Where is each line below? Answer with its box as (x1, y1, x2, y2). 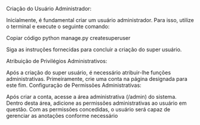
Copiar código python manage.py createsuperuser (6, 35, 131, 41)
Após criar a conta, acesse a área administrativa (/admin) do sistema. (6, 93, 177, 100)
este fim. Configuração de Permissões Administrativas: (6, 82, 141, 89)
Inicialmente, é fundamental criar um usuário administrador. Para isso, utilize (6, 17, 194, 23)
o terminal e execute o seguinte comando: (6, 23, 110, 30)
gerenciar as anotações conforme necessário (6, 112, 118, 119)
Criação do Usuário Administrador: (6, 5, 92, 12)
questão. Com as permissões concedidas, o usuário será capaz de (6, 106, 171, 112)
